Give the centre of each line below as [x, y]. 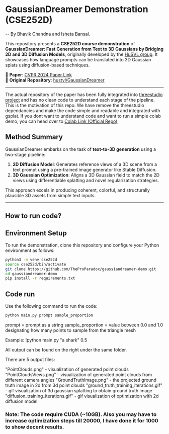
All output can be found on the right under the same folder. [66, 350]
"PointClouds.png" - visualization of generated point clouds [67, 369]
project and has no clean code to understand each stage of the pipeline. [80, 100]
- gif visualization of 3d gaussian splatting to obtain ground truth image [79, 391]
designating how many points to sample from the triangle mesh [71, 330]
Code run [20, 294]
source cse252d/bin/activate [36, 264]
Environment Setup [36, 233]
